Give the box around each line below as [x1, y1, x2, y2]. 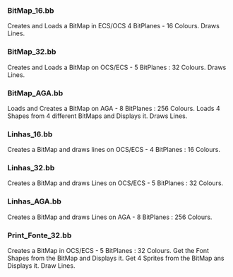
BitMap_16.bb [7, 6, 54, 16]
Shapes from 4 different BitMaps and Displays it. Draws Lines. [7, 112, 188, 120]
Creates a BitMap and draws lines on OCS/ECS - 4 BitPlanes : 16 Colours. [7, 146, 221, 154]
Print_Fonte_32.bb [7, 230, 72, 240]
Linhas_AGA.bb [7, 196, 62, 206]
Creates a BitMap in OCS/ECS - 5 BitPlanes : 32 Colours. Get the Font [7, 247, 210, 255]
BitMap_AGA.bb [7, 88, 64, 98]
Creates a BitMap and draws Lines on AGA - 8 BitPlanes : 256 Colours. [7, 213, 213, 221]
